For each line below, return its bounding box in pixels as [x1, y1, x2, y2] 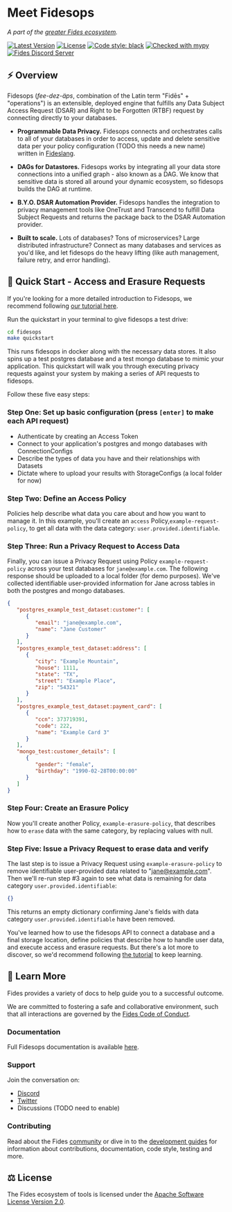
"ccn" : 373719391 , [35, 716, 89, 722]
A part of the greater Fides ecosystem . [7, 28, 118, 36]
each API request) [7, 416, 69, 426]
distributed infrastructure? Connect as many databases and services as [17, 241, 222, 249]
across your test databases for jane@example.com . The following [27, 564, 208, 573]
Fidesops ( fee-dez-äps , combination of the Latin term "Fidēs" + [7, 92, 189, 100]
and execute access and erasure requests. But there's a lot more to [7, 943, 199, 951]
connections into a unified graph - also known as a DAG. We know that [17, 170, 220, 178]
